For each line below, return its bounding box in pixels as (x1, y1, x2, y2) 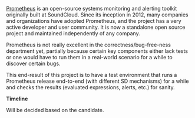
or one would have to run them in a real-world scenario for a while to (6, 54, 173, 60)
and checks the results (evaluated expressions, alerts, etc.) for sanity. (6, 84, 175, 90)
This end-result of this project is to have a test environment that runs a (6, 72, 177, 78)
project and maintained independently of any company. (6, 30, 140, 37)
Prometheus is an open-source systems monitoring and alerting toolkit (6, 5, 177, 12)
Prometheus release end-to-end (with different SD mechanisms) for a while (6, 77, 189, 85)
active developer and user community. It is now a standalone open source (6, 23, 186, 31)
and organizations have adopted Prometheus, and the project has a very (6, 18, 181, 24)
